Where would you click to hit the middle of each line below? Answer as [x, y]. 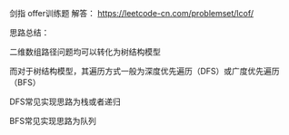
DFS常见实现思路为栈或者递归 [65, 101]
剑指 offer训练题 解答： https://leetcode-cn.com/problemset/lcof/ [132, 13]
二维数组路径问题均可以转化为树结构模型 [85, 52]
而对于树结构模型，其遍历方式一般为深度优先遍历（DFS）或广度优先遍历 [144, 71]
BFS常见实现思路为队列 [53, 121]
